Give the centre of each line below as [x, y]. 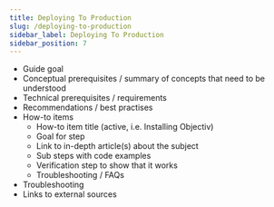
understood [44, 88]
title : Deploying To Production [70, 18]
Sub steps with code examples [93, 156]
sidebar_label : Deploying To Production [87, 34]
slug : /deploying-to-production [70, 26]
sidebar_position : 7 [49, 43]
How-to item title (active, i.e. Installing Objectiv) [125, 127]
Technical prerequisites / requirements [95, 98]
